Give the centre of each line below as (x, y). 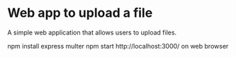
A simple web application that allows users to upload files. (92, 32)
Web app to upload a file (80, 13)
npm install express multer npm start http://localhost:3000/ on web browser (118, 46)
